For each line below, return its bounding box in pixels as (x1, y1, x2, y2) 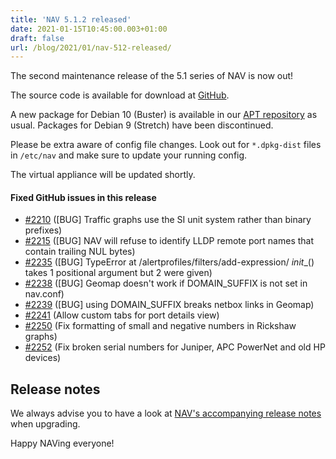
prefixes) (24, 224, 63, 236)
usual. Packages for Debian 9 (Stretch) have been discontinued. (10, 119, 274, 131)
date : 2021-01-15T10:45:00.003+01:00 (10, 24, 168, 34)
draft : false (10, 33, 65, 43)
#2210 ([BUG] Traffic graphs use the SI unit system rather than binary (24, 214, 312, 226)
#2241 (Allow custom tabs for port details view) (24, 309, 220, 321)
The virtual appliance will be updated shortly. (10, 169, 196, 181)
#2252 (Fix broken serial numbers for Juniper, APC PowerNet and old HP (24, 341, 326, 353)
